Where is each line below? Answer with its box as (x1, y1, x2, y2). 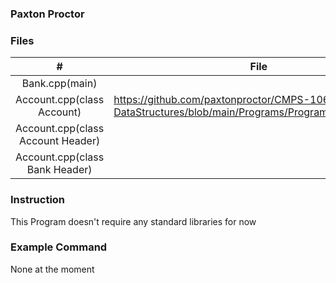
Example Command (10, 240, 108, 254)
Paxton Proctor (10, 7, 85, 21)
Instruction (10, 193, 66, 207)
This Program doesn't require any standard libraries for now (10, 215, 257, 227)
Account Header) (19, 134, 101, 148)
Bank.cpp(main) (21, 77, 98, 91)
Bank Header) (26, 163, 93, 177)
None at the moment (10, 263, 95, 275)
